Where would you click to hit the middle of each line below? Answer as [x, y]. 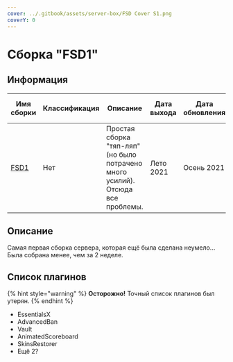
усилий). [121, 180]
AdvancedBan [37, 322]
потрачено [124, 163]
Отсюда [120, 189]
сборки [24, 112]
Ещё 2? [28, 352]
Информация [37, 80]
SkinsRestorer [37, 344]
